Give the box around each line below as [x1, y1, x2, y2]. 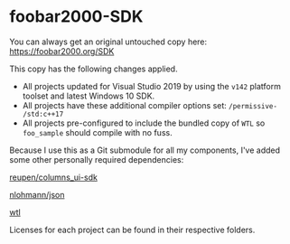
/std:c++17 [22, 109, 64, 118]
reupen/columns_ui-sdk [9, 172, 98, 183]
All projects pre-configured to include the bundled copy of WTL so [22, 117, 266, 128]
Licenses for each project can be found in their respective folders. [9, 224, 256, 235]
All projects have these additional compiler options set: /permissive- [22, 99, 278, 110]
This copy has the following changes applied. [9, 63, 178, 74]
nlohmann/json [9, 189, 65, 200]
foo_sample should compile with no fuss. [22, 127, 173, 137]
